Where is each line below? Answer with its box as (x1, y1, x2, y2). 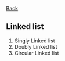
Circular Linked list (14, 49, 59, 56)
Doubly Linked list (14, 43, 57, 50)
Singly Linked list (14, 37, 55, 44)
